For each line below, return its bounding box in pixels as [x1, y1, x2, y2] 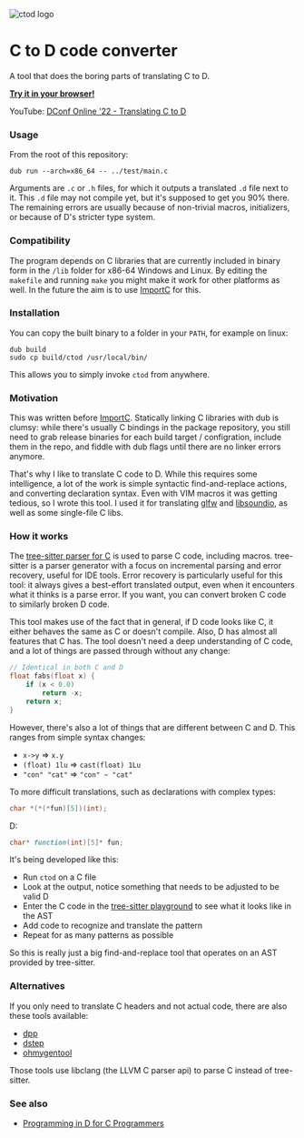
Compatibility [9, 235, 71, 247]
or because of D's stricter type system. [9, 212, 156, 223]
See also [9, 1097, 48, 1110]
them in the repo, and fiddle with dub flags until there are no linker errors [9, 441, 281, 452]
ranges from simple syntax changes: [9, 731, 146, 742]
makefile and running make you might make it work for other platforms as [9, 274, 280, 286]
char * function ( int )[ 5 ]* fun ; [9, 838, 124, 847]
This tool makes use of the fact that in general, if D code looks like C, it [9, 617, 274, 628]
